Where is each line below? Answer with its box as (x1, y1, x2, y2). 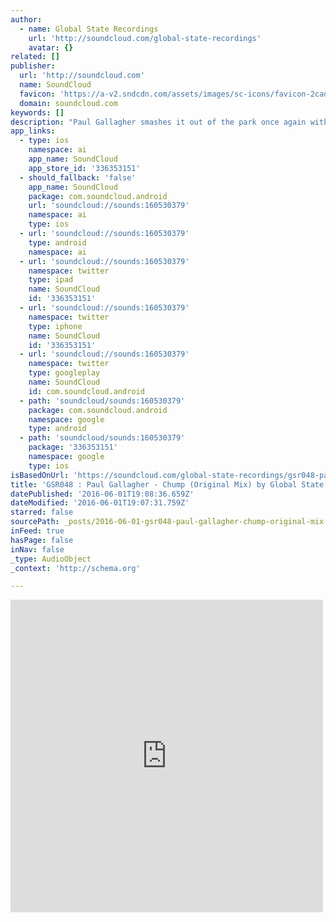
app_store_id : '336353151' (28, 163, 141, 173)
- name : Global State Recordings (19, 24, 159, 34)
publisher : (10, 61, 56, 71)
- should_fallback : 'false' (19, 172, 137, 183)
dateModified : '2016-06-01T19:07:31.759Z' (10, 498, 190, 508)
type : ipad (28, 275, 74, 285)
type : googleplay (28, 368, 101, 378)
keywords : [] (10, 107, 65, 118)
